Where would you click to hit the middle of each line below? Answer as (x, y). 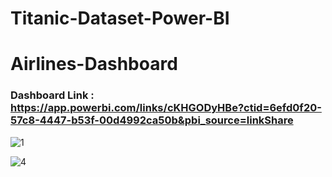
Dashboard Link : (52, 95)
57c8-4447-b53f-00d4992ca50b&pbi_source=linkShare (152, 120)
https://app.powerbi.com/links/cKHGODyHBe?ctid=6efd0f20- (166, 108)
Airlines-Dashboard (94, 64)
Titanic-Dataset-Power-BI (120, 18)
